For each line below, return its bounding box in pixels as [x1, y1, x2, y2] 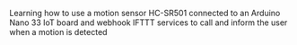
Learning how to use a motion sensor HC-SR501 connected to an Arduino [9, 8, 281, 18]
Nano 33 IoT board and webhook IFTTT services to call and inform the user [9, 17, 288, 28]
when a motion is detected [9, 27, 108, 37]
